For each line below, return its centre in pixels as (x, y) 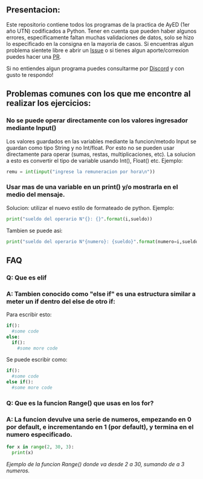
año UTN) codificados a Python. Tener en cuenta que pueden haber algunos (101, 31)
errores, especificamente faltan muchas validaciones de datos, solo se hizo (100, 37)
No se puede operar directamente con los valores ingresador (97, 120)
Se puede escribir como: (37, 360)
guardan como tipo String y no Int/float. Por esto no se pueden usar (90, 148)
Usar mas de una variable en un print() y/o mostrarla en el (92, 187)
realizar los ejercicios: (49, 103)
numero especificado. (39, 434)
